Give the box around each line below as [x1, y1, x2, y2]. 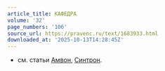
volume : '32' [7, 17, 46, 24]
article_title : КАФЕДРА [7, 10, 77, 18]
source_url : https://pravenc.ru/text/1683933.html [7, 30, 159, 37]
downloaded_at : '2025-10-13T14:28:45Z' [7, 37, 124, 44]
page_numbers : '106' [7, 23, 68, 30]
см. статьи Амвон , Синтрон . [17, 56, 103, 64]
